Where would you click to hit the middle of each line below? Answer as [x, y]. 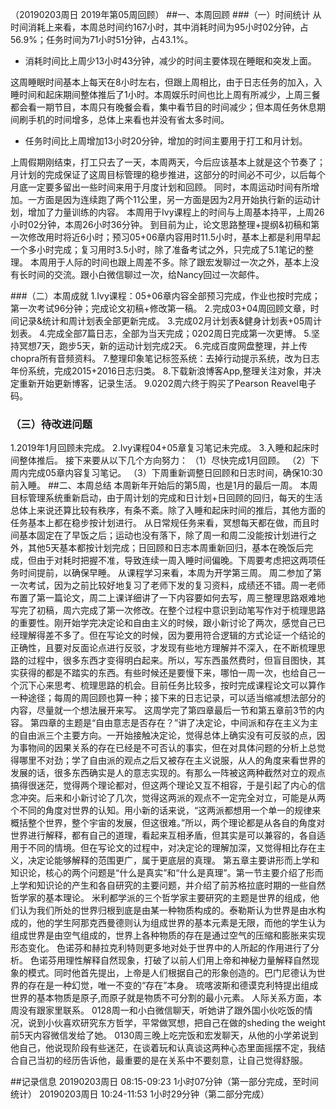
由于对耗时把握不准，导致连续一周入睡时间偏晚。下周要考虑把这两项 [176, 560]
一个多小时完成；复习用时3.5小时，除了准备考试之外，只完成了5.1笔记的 [157, 249]
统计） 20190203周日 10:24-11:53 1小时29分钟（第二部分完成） [140, 1094]
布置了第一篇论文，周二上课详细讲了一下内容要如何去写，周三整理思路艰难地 [168, 598]
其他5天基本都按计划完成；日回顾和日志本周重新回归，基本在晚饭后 [166, 548]
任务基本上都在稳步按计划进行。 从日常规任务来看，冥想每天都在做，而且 [160, 523]
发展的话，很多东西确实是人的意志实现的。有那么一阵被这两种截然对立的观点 [168, 773]
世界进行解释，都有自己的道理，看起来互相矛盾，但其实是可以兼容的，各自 [163, 835]
